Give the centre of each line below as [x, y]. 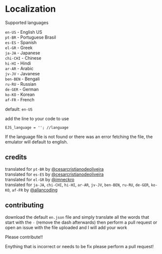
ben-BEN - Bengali [22, 79]
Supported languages [27, 23]
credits [16, 157]
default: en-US [19, 109]
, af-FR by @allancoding [33, 190]
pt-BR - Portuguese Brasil [30, 37]
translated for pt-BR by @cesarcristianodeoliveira [54, 169]
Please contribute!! [24, 237]
